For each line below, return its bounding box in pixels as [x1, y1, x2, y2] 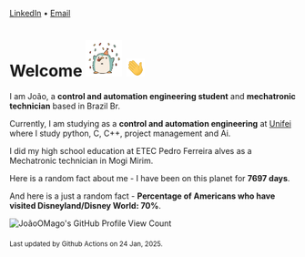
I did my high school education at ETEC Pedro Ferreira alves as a [9, 145, 252, 156]
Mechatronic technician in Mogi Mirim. [9, 155, 154, 166]
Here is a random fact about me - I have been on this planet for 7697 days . [9, 172, 290, 183]
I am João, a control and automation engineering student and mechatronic [9, 90, 296, 101]
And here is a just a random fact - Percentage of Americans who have [9, 190, 276, 201]
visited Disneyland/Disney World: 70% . [9, 200, 162, 211]
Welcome [9, 61, 83, 81]
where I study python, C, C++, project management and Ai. [9, 128, 231, 139]
